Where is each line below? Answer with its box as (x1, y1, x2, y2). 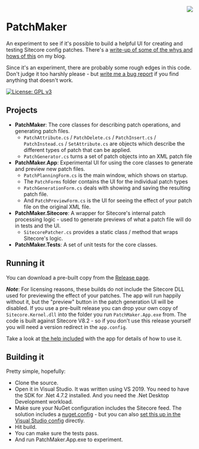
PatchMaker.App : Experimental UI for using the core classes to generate (14, 159, 193, 166)
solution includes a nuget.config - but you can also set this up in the (14, 411, 181, 418)
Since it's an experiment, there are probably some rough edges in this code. (6, 64, 191, 71)
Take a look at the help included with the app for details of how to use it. (6, 335, 182, 342)
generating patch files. (14, 127, 70, 134)
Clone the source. (14, 380, 59, 387)
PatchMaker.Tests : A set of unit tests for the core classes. (14, 241, 158, 248)
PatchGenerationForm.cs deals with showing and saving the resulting (23, 184, 191, 191)
